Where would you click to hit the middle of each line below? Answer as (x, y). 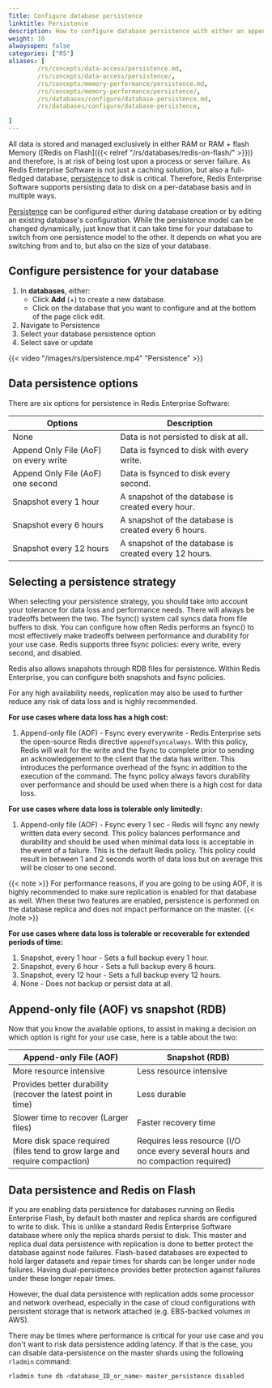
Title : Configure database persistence (76, 16)
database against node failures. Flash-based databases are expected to (128, 1253)
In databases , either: (55, 290)
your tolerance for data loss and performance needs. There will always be (132, 610)
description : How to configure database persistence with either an (126, 31)
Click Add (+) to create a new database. (99, 299)
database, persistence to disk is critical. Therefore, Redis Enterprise (149, 178)
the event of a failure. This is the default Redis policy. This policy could (138, 851)
